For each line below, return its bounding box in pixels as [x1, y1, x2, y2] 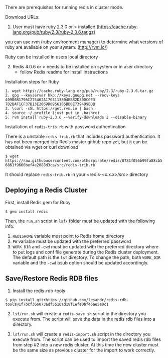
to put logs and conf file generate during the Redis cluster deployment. [12, 249, 159, 255]
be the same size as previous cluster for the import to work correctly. [12, 347, 155, 353]
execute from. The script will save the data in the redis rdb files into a [12, 316, 155, 322]
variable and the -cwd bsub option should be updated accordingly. [12, 259, 149, 265]
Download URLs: [5, 14, 40, 20]
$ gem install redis [5, 209, 49, 214]
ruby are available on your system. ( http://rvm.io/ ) [5, 44, 108, 50]
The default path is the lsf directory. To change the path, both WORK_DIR [12, 254, 161, 260]
